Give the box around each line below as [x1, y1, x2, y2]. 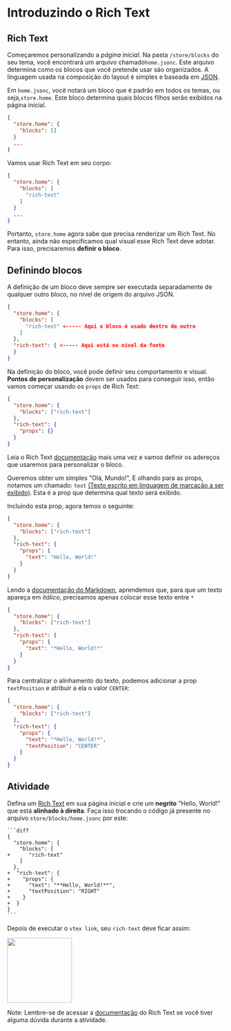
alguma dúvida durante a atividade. [7, 1015, 108, 1024]
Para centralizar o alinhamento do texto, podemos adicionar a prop [7, 676, 197, 685]
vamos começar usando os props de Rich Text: [7, 382, 140, 390]
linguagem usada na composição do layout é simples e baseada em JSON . [7, 73, 219, 81]
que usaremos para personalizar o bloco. [7, 460, 124, 468]
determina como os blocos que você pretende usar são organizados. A [7, 66, 209, 73]
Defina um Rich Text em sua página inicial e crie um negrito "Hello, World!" [7, 799, 221, 807]
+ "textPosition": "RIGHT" [7, 887, 100, 895]
